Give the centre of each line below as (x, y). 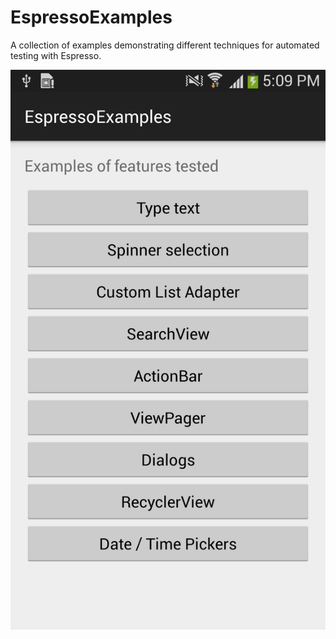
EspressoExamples (91, 17)
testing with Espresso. (56, 55)
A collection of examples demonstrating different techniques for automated (165, 45)
